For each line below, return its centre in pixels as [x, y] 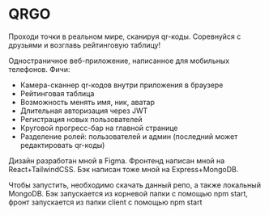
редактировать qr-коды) [62, 145]
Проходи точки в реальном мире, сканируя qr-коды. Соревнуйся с [125, 36]
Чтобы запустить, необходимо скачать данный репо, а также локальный [135, 185]
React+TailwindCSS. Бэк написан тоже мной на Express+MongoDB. [124, 169]
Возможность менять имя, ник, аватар [88, 102]
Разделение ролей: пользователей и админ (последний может [129, 136]
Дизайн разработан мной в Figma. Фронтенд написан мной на [117, 160]
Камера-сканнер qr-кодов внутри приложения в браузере [122, 85]
